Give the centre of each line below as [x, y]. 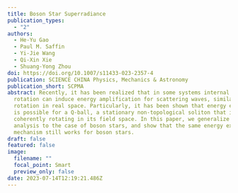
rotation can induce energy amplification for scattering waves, [112, 100]
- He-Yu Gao [32, 40]
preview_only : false [44, 171]
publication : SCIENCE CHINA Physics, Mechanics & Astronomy [98, 80]
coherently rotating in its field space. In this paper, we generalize [122, 119]
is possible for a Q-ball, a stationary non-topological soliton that [120, 112]
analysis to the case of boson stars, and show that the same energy [118, 125]
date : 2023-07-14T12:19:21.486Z [55, 178]
